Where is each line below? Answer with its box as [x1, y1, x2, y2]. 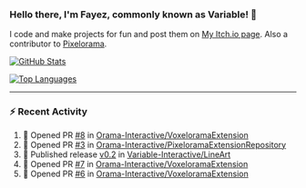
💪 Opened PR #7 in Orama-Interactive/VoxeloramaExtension [22, 158, 249, 169]
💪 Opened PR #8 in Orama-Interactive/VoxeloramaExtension [22, 129, 249, 140]
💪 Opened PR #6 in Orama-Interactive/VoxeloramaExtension [22, 168, 249, 179]
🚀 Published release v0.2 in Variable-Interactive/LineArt [22, 149, 231, 160]
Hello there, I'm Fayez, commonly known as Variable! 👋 [9, 8, 258, 21]
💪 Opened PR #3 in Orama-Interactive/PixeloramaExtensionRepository [22, 139, 287, 150]
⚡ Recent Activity [9, 105, 88, 118]
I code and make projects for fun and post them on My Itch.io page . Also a [9, 29, 289, 40]
